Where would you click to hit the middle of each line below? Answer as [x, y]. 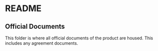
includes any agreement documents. [42, 43]
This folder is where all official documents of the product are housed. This [79, 38]
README [23, 8]
